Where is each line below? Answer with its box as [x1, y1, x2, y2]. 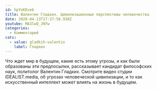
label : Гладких [14, 44, 46, 49]
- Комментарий [9, 30, 39, 35]
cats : [5, 35, 16, 40]
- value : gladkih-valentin [9, 40, 65, 45]
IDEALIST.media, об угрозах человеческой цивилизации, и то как [5, 74, 143, 80]
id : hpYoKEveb [5, 7, 35, 12]
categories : [5, 26, 30, 31]
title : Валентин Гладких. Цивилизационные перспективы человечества [5, 12, 150, 17]
